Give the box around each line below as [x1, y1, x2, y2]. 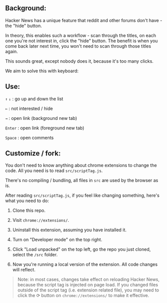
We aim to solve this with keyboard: [5, 68, 79, 74]
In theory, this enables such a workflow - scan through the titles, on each [5, 32, 156, 38]
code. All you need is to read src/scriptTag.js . [5, 168, 103, 174]
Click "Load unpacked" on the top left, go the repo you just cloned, [12, 246, 151, 252]
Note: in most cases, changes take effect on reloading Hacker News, [17, 276, 159, 282]
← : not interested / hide [5, 105, 53, 111]
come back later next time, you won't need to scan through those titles [5, 43, 151, 49]
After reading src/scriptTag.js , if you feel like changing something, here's [5, 193, 159, 199]
